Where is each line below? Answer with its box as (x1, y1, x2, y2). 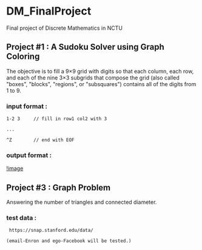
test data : (6, 214, 37, 222)
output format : (6, 150, 52, 159)
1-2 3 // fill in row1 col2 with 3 (6, 116, 107, 122)
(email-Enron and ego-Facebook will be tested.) (6, 238, 132, 244)
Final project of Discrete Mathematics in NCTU (6, 24, 123, 32)
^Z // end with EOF (6, 137, 75, 143)
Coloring (6, 52, 40, 62)
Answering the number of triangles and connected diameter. (6, 198, 157, 206)
